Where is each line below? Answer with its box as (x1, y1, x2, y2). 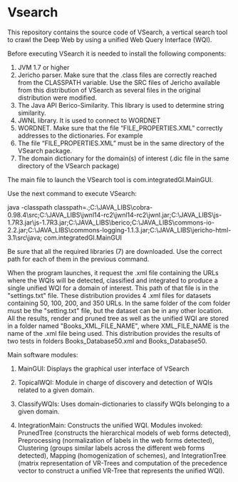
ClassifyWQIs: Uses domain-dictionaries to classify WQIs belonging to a (17, 399, 230, 408)
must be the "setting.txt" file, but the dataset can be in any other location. (7, 306, 223, 314)
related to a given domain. (17, 386, 95, 394)
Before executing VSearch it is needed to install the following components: (7, 49, 227, 58)
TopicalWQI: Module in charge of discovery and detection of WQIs (17, 378, 213, 386)
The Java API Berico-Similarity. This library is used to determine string (17, 101, 224, 109)
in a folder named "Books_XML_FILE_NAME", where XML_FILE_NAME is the (7, 322, 229, 330)
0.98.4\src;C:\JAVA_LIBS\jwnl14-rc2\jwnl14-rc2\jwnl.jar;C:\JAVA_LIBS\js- (7, 210, 222, 219)
